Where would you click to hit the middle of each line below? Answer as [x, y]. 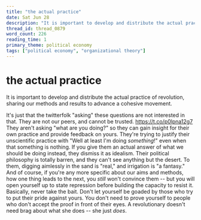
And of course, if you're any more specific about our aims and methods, [95, 172]
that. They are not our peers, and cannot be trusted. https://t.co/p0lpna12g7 [100, 121]
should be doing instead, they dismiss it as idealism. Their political [88, 153]
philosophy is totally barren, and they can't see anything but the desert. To [98, 159]
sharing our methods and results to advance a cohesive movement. [89, 103]
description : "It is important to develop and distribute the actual [95, 23]
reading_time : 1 [26, 40]
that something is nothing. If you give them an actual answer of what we [95, 147]
